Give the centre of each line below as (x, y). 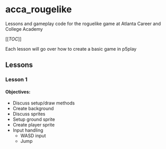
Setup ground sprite (34, 119)
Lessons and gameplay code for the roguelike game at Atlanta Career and (83, 24)
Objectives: (18, 92)
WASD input (33, 136)
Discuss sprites (29, 114)
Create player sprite (34, 125)
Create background (33, 109)
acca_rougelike (39, 9)
